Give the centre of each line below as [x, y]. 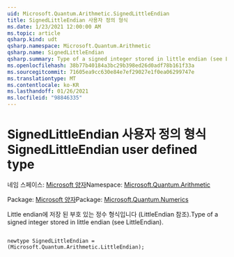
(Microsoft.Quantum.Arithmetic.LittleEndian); [76, 247]
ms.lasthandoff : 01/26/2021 [48, 91]
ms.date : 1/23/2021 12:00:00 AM [54, 26]
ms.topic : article [34, 33]
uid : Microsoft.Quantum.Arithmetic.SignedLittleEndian [88, 14]
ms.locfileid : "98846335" [45, 98]
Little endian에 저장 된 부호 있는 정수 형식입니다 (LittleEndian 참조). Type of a [113, 214]
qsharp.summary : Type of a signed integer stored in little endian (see [115, 59]
